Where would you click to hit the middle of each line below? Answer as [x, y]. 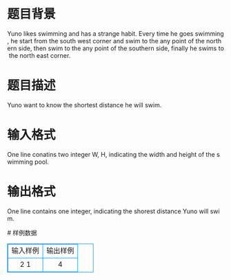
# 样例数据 [22, 233]
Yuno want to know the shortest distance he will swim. [84, 105]
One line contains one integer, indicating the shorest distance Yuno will [108, 211]
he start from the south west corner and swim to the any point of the [107, 41]
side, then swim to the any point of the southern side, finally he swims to [121, 48]
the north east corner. [40, 55]
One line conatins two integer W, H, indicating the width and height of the [111, 154]
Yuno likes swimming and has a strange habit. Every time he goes [100, 33]
